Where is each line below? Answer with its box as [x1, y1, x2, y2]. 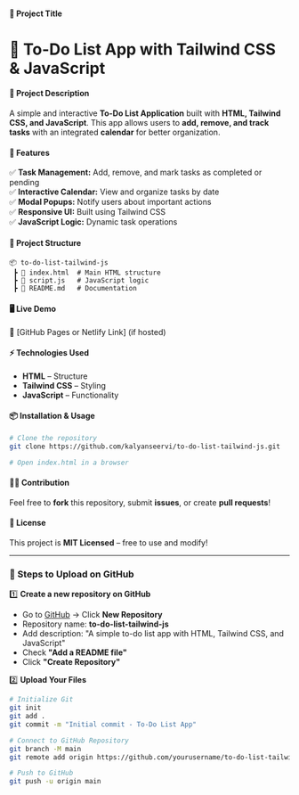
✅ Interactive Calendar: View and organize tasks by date [9, 186, 220, 197]
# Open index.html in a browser [9, 458, 129, 467]
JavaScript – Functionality [21, 389, 119, 400]
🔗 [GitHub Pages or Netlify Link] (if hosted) [9, 326, 166, 337]
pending [9, 177, 40, 188]
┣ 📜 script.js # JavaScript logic [12, 276, 149, 285]
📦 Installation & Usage [9, 411, 95, 422]
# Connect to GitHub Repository [9, 736, 129, 745]
